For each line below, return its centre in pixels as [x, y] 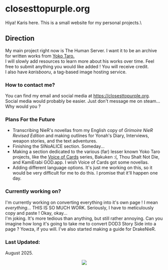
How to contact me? [30, 85]
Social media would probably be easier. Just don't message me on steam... [83, 101]
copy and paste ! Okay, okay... [36, 213]
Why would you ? [23, 106]
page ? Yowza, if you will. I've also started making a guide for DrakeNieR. [81, 229]
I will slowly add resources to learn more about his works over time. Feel [80, 61]
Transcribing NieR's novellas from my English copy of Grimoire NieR [82, 130]
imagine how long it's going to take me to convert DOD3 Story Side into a [81, 223]
